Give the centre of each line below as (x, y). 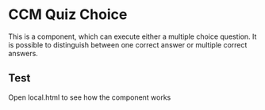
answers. (23, 53)
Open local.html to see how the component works (90, 97)
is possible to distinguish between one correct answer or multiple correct (128, 44)
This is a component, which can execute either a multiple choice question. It (132, 36)
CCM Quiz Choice (68, 15)
